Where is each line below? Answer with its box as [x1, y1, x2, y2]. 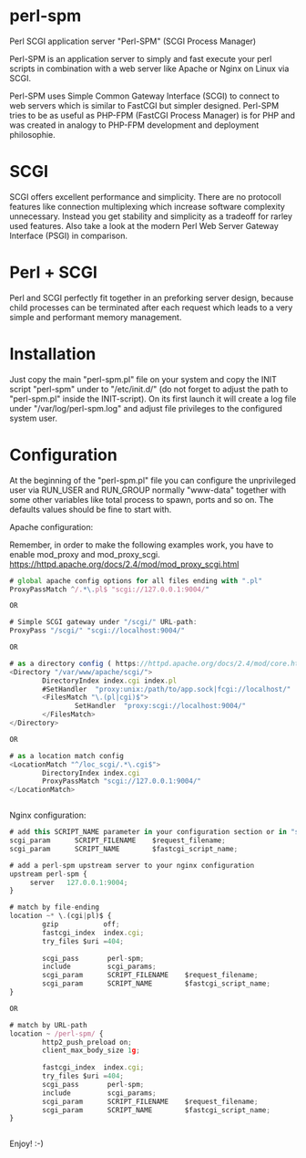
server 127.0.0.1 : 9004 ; [29, 878, 128, 887]
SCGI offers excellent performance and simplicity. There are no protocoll [9, 191, 282, 202]
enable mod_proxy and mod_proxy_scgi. [9, 548, 161, 559]
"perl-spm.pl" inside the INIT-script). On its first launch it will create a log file [9, 393, 297, 404]
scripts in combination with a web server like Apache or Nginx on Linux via [9, 63, 290, 74]
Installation [9, 344, 97, 364]
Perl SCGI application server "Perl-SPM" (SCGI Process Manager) [9, 36, 257, 47]
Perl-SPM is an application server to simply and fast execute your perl [9, 53, 272, 64]
